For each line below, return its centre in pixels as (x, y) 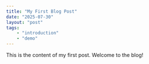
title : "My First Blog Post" (42, 11)
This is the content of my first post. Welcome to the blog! (75, 55)
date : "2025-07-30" (30, 17)
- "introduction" (38, 33)
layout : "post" (25, 22)
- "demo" (27, 38)
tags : (13, 28)
